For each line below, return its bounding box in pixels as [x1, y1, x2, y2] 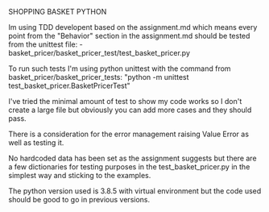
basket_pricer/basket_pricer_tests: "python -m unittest [8, 73, 189, 81]
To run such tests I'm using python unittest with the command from [8, 64, 231, 73]
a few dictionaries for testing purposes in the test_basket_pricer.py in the [8, 162, 250, 172]
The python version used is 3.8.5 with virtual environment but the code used [8, 186, 262, 196]
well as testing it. [8, 138, 64, 148]
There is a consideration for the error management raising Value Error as [8, 129, 250, 139]
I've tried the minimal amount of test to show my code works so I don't [8, 97, 242, 106]
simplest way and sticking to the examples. [8, 171, 151, 180]
